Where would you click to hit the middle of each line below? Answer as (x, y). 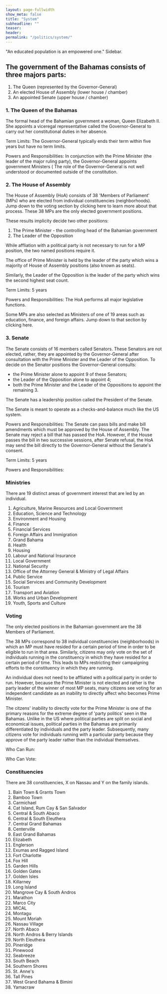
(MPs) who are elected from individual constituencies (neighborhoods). (79, 201)
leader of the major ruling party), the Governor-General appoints (71, 161)
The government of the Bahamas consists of (76, 67)
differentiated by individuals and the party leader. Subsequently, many (77, 729)
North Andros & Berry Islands (43, 934)
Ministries (18, 483)
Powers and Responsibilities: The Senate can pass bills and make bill (76, 424)
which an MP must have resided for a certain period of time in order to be (81, 647)
